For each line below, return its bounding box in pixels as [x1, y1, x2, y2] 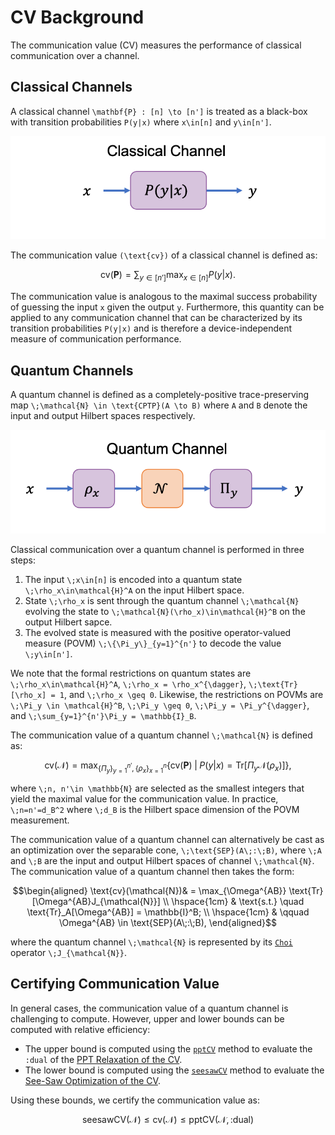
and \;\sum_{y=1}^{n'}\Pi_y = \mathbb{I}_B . [10, 709, 197, 721]
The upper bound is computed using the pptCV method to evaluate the [24, 1042, 313, 1055]
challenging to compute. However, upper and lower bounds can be [10, 1012, 285, 1025]
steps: [10, 554, 36, 566]
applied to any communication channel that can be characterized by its [10, 312, 303, 324]
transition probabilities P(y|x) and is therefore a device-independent [10, 322, 293, 335]
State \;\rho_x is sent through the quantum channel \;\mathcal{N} [24, 594, 300, 606]
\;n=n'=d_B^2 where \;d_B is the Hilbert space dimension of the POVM [10, 803, 300, 815]
